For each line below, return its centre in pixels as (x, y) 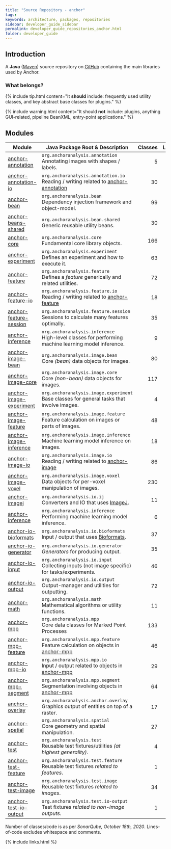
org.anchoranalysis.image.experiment (87, 393)
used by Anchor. (22, 72)
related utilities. (60, 283)
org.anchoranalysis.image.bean (79, 355)
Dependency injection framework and (87, 202)
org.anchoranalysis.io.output (78, 579)
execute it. (54, 263)
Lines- (153, 827)
